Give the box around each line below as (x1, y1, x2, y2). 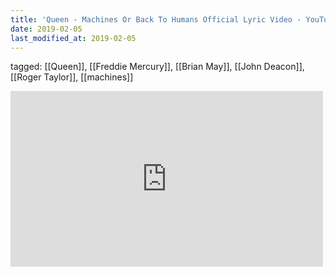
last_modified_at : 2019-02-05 (10, 33, 137, 43)
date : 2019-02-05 (10, 24, 83, 34)
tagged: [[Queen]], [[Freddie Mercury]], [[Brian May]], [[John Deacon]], (10, 61, 305, 73)
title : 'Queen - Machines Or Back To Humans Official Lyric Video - (10, 14, 302, 25)
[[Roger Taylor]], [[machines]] (10, 71, 134, 83)
